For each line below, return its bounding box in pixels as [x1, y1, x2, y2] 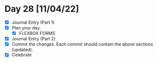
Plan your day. [11, 25, 41, 31]
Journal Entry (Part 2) [11, 36, 56, 42]
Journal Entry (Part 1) [11, 19, 55, 25]
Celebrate [11, 52, 32, 58]
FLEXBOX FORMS [19, 31, 55, 36]
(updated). [11, 47, 33, 53]
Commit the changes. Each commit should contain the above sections [11, 41, 153, 47]
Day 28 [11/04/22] [4, 3, 79, 15]
